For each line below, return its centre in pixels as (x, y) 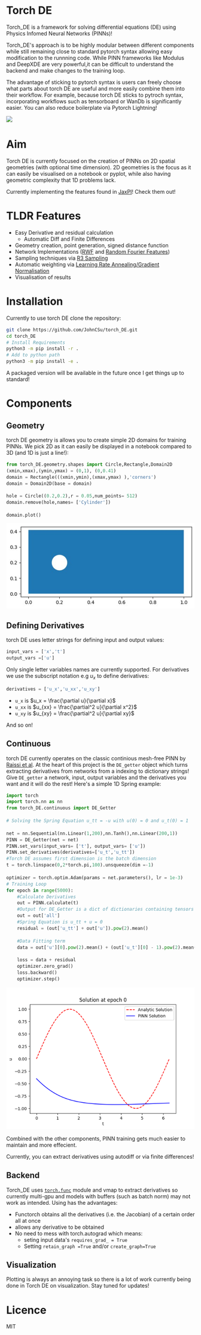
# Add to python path (33, 355)
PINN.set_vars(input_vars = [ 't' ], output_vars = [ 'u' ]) (76, 846)
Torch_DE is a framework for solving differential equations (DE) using (91, 27)
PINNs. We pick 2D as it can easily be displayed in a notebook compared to (99, 446)
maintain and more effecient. (42, 1145)
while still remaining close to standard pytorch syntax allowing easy (89, 51)
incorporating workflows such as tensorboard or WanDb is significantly (94, 101)
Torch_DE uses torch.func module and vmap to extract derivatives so (92, 1190)
